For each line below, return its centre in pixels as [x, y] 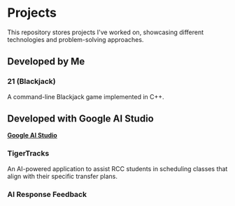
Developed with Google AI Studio [80, 119]
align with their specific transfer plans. [62, 176]
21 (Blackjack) [31, 82]
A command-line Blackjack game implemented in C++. [86, 96]
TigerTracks [28, 154]
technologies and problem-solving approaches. [76, 39]
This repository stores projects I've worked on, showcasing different [106, 32]
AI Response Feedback [47, 194]
